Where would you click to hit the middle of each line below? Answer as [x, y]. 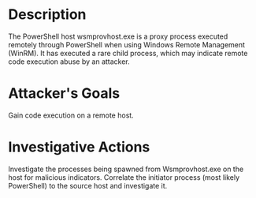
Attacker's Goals [64, 93]
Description [47, 15]
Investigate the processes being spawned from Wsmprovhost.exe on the [126, 169]
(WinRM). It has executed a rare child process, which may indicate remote [128, 53]
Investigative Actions [79, 147]
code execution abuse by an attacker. [69, 62]
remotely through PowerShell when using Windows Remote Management [127, 44]
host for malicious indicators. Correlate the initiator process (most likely [124, 177]
